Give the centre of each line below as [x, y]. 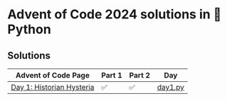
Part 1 [112, 75]
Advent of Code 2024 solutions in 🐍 [115, 14]
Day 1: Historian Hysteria [53, 87]
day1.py [171, 87]
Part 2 [140, 75]
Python [29, 29]
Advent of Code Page [53, 75]
